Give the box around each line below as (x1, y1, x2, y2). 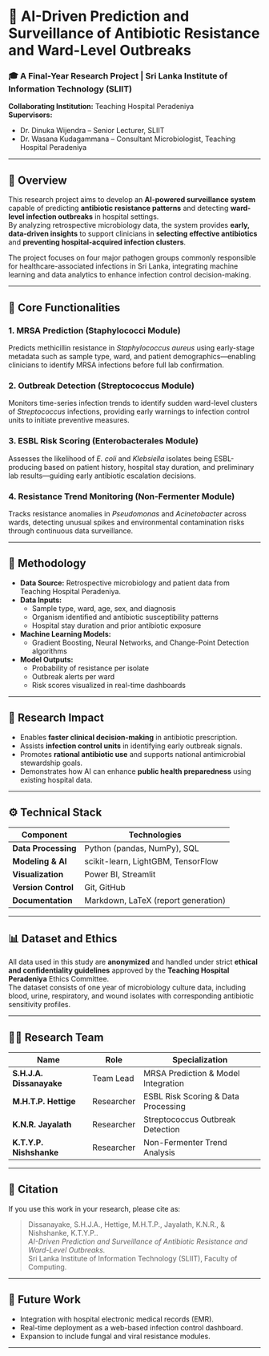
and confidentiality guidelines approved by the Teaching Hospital (8, 965, 230, 975)
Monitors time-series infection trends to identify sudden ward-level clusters (8, 399, 258, 408)
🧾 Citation (8, 1183, 58, 1196)
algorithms (31, 646, 68, 656)
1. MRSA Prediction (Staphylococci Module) (8, 325, 182, 336)
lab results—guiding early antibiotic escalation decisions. (8, 471, 196, 480)
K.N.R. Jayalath (12, 1119, 72, 1130)
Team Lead (91, 1072, 134, 1083)
